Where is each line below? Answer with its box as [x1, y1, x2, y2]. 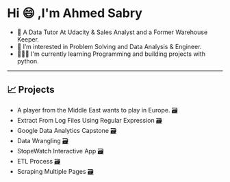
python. [16, 57, 39, 65]
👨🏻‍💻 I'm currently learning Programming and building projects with [16, 50, 205, 58]
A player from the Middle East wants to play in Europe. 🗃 [16, 106, 178, 114]
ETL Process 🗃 [16, 157, 61, 165]
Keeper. [16, 35, 40, 43]
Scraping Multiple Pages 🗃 [16, 167, 94, 175]
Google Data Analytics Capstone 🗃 [16, 126, 117, 134]
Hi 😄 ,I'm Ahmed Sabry [7, 5, 142, 21]
